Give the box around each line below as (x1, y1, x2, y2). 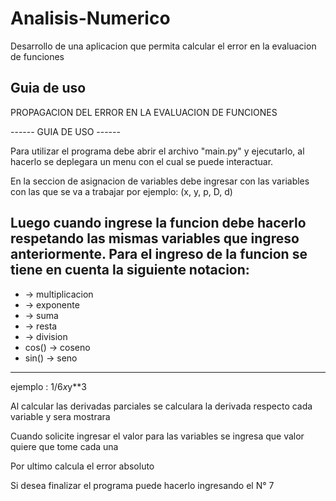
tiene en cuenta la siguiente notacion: (10, 262, 250, 279)
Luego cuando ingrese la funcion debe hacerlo (10, 215, 307, 232)
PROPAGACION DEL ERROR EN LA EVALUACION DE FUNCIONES (10, 106, 278, 118)
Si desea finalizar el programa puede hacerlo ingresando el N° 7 (10, 479, 275, 491)
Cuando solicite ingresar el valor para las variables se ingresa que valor (10, 430, 305, 442)
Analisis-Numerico (10, 7, 171, 30)
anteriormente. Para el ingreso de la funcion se (10, 246, 308, 263)
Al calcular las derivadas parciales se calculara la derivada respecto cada (10, 400, 313, 412)
